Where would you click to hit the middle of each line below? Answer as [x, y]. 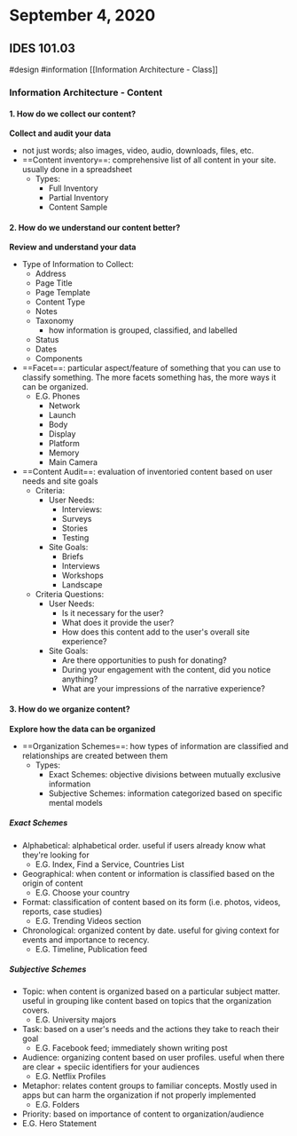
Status [47, 340]
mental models [76, 802]
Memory [64, 453]
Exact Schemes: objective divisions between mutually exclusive [164, 774]
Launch [62, 415]
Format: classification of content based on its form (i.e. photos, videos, [151, 902]
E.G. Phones [58, 397]
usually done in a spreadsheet [77, 170]
